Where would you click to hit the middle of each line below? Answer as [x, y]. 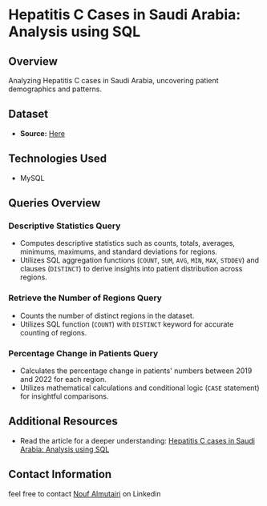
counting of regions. [53, 332]
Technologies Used [57, 159]
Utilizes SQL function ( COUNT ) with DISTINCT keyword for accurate [127, 324]
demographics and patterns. [55, 89]
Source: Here [42, 133]
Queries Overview [55, 203]
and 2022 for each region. [63, 379]
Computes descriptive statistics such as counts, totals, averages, [127, 243]
